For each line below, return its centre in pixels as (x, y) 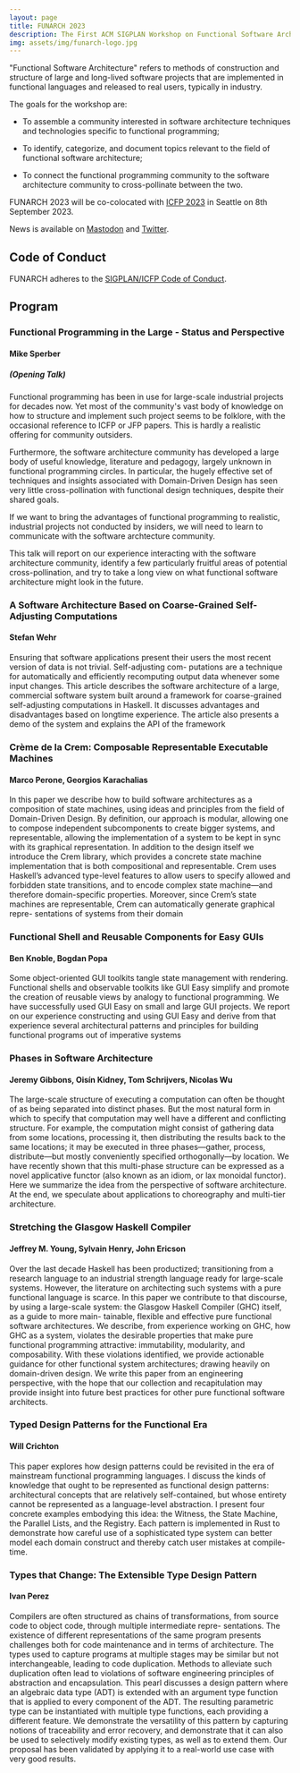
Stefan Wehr (33, 637)
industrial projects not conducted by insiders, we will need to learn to (136, 526)
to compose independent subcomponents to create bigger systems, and (142, 828)
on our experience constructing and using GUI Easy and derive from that (143, 1016)
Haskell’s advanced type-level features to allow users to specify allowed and (150, 876)
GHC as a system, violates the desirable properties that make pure (131, 1335)
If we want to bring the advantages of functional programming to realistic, (145, 516)
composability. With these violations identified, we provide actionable (137, 1354)
